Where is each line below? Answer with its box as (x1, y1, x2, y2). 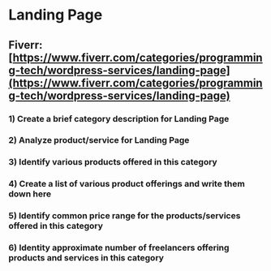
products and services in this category (8, 252, 165, 264)
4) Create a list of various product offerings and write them (8, 179, 245, 190)
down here (8, 188, 52, 200)
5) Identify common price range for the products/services (8, 210, 241, 222)
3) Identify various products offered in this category (8, 157, 217, 168)
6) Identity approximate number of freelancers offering (8, 242, 230, 253)
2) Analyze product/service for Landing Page (8, 135, 190, 146)
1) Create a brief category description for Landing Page (8, 113, 230, 124)
